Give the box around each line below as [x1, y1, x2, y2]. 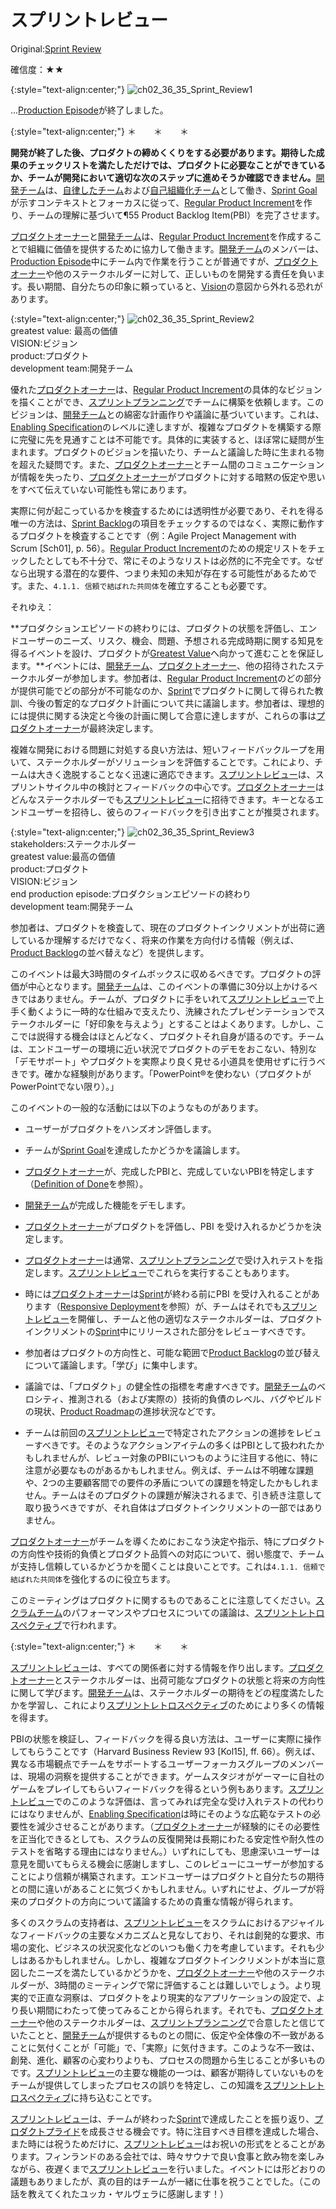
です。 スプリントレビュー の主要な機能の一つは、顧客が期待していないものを [10, 2066, 325, 2078]
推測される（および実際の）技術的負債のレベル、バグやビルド [68, 1392, 323, 1405]
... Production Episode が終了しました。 [10, 104, 169, 116]
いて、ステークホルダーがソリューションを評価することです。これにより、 [10, 756, 315, 768]
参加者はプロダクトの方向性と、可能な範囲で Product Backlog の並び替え [24, 1346, 322, 1358]
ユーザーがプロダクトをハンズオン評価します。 [24, 1122, 217, 1135]
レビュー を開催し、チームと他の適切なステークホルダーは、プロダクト [33, 1312, 323, 1325]
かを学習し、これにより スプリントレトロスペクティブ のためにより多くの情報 [10, 1699, 325, 1711]
